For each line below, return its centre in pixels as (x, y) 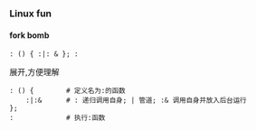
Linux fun (31, 14)
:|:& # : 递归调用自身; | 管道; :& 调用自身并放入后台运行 (136, 101)
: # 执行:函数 (57, 118)
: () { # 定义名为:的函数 (67, 91)
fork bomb (29, 35)
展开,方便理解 (35, 72)
